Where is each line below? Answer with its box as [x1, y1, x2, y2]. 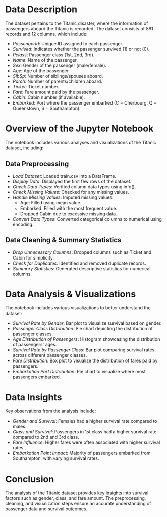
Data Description [5, 4, 78, 15]
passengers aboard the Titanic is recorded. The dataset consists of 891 [5, 25, 154, 31]
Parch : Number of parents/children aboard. [12, 78, 102, 84]
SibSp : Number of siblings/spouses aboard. [12, 73, 103, 79]
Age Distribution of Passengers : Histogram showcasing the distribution [12, 336, 160, 342]
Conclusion [5, 473, 54, 485]
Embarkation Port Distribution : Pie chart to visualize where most [12, 369, 146, 375]
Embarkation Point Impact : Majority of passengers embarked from [12, 450, 151, 456]
